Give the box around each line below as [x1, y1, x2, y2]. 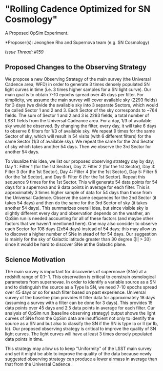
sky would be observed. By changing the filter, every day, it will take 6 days [5, 123, 157, 129]
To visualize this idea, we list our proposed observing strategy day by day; [5, 158, 155, 164]
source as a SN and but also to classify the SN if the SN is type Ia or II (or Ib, [5, 320, 158, 326]
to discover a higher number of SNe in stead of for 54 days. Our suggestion [5, 231, 157, 237]
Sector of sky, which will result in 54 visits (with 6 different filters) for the [5, 133, 151, 139]
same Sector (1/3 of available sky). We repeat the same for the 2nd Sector [5, 138, 154, 144]
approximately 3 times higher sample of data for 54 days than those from [5, 189, 152, 195]
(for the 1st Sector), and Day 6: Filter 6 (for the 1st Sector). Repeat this [5, 174, 145, 179]
